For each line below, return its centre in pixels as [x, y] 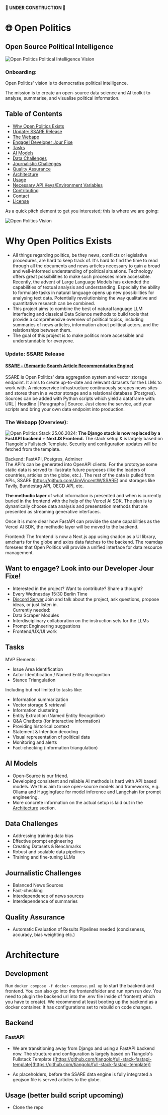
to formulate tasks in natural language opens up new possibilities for [83, 292]
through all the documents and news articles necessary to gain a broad [86, 266]
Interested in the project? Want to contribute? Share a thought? [78, 589]
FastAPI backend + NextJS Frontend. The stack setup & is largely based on [84, 439]
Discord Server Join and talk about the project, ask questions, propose [86, 599]
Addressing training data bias [43, 836]
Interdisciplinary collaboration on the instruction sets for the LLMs [81, 620]
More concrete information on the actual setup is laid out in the [78, 802]
